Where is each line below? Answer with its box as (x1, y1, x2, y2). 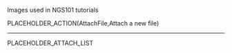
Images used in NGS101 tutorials (7, 6, 99, 14)
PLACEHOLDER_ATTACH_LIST (7, 39, 94, 47)
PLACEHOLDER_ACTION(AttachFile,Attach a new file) (7, 19, 159, 27)
